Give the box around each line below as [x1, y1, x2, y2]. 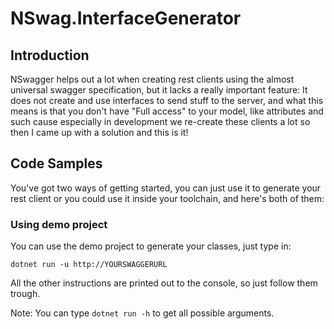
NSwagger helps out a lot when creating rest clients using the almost [10, 73, 295, 85]
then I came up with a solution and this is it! [10, 127, 189, 138]
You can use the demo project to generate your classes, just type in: [10, 240, 292, 252]
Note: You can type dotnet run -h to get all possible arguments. [10, 307, 275, 319]
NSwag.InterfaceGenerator [10, 7, 242, 30]
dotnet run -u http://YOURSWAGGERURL [10, 260, 168, 270]
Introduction [10, 47, 90, 64]
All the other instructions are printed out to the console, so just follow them [10, 277, 318, 289]
